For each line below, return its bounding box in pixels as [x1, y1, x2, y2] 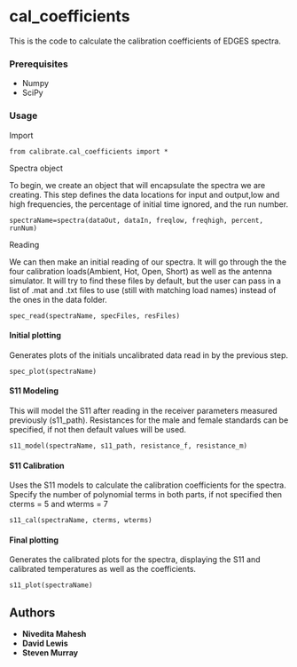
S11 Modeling [9, 385, 59, 396]
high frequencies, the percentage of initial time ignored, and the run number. [9, 198, 289, 210]
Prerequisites [9, 58, 68, 70]
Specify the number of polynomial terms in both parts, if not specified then [9, 489, 282, 500]
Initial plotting [9, 330, 62, 341]
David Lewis [21, 638, 68, 649]
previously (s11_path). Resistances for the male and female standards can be [9, 415, 289, 425]
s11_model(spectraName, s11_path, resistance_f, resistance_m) [9, 441, 248, 450]
